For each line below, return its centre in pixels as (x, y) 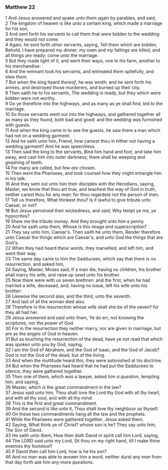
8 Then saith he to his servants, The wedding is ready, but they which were (83, 93)
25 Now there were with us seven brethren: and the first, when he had (78, 280)
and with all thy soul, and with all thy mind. (49, 398)
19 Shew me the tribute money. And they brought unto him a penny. (75, 221)
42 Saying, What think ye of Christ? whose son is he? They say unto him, (81, 425)
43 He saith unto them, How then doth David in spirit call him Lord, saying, (82, 435)
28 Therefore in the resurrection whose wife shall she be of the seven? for (82, 307)
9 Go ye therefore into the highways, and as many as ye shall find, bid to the (84, 104)
